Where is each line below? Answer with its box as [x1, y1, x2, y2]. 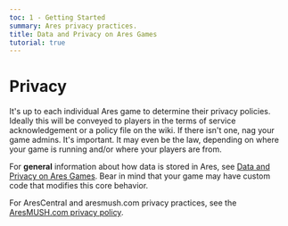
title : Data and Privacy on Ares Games [9, 29, 158, 38]
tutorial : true [9, 38, 66, 47]
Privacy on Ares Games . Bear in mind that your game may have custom [9, 171, 271, 181]
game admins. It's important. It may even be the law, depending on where [9, 135, 279, 146]
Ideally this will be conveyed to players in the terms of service [9, 115, 236, 126]
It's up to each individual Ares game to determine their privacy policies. [9, 106, 271, 117]
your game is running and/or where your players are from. [9, 144, 223, 155]
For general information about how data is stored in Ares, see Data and [9, 162, 270, 172]
